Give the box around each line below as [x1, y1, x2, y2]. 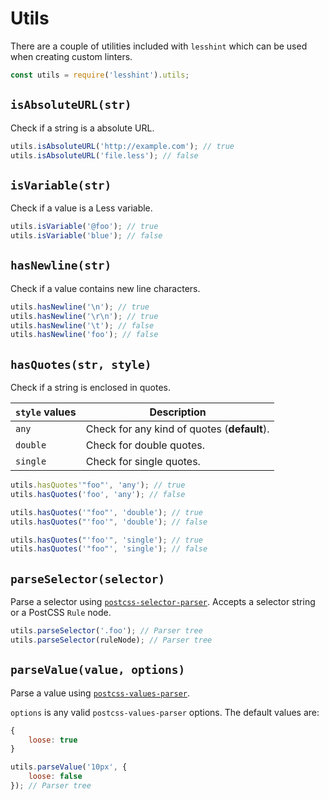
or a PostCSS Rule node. [10, 607, 112, 619]
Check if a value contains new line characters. [10, 282, 201, 294]
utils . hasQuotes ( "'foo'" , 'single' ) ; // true [10, 535, 203, 545]
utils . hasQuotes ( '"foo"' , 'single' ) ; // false [10, 544, 208, 554]
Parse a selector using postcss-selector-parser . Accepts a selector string [10, 596, 316, 608]
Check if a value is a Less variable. [10, 202, 153, 214]
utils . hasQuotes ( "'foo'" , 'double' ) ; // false [10, 517, 208, 527]
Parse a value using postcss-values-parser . [10, 687, 191, 699]
